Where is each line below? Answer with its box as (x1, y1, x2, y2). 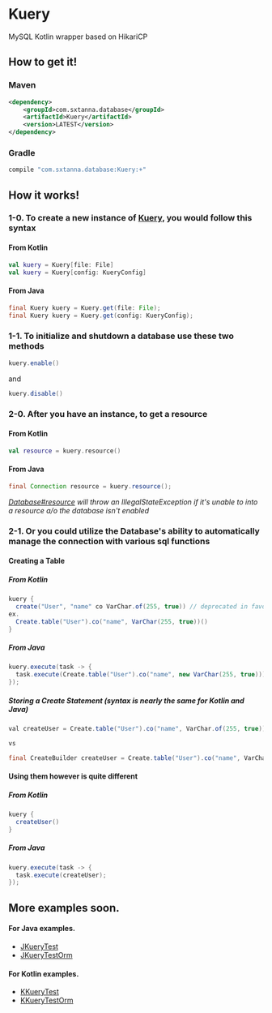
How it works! (8, 188, 79, 202)
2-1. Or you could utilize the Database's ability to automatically (8, 526, 261, 537)
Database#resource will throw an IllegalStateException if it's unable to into (8, 496, 258, 507)
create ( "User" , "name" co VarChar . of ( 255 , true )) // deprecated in (15, 602, 249, 611)
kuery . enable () (8, 358, 60, 367)
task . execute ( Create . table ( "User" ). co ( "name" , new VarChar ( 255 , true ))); (15, 671, 270, 679)
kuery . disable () (8, 389, 63, 397)
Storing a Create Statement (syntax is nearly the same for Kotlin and (8, 695, 244, 706)
